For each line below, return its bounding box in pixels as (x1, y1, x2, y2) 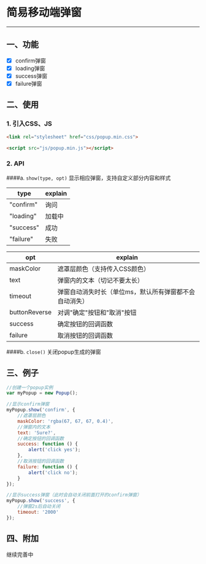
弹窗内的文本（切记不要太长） (57, 276, 144, 284)
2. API (6, 159, 25, 168)
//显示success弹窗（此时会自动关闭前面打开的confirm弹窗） (6, 492, 142, 498)
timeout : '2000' (17, 509, 59, 516)
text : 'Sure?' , (17, 430, 56, 436)
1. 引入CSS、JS (6, 120, 52, 128)
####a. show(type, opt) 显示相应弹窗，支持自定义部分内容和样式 (6, 174, 171, 181)
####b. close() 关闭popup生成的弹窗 (6, 348, 101, 356)
